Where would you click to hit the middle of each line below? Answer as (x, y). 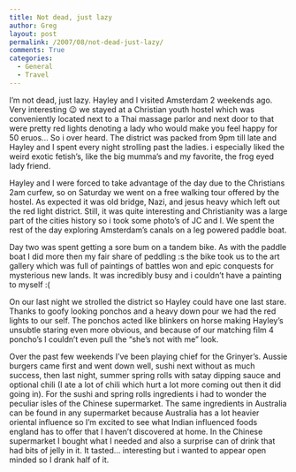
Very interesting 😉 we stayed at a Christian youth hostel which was (132, 109)
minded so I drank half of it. (59, 460)
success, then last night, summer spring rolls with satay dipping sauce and (145, 375)
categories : (31, 58)
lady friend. (30, 165)
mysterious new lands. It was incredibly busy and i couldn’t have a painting (146, 275)
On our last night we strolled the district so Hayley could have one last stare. (148, 301)
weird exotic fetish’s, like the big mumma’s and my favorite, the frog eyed (142, 156)
